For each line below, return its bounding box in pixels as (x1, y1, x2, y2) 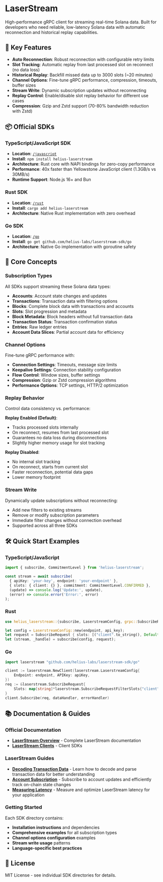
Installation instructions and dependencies (12, 824, 100, 830)
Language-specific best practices (12, 845, 82, 851)
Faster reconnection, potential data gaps (12, 469, 93, 475)
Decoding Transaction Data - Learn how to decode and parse (12, 766, 137, 772)
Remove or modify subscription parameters (12, 512, 99, 518)
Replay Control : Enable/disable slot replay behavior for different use (12, 92, 149, 98)
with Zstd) (12, 108, 33, 114)
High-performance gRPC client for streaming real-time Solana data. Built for (5, 19, 157, 25)
